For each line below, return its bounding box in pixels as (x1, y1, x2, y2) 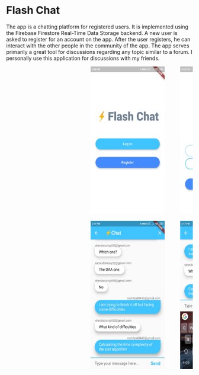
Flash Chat (6, 4, 60, 17)
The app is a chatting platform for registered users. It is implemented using (6, 23, 188, 30)
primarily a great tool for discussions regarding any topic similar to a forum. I (6, 48, 192, 55)
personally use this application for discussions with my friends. (6, 55, 160, 62)
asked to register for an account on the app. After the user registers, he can (6, 36, 191, 43)
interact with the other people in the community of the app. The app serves (6, 42, 190, 49)
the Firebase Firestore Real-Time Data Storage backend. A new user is (6, 29, 178, 36)
